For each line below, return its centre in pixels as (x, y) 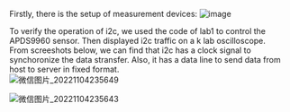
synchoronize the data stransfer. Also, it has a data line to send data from (145, 60)
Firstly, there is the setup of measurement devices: (104, 14)
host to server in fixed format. (64, 69)
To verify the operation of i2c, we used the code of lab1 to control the (137, 31)
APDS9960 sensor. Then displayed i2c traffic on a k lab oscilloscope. (137, 41)
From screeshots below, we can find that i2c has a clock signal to (131, 50)
